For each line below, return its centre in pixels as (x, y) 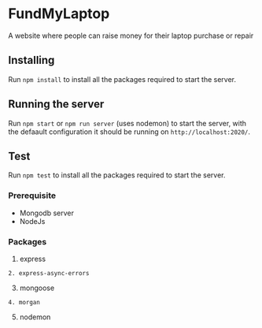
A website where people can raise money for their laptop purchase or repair (131, 35)
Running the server (56, 104)
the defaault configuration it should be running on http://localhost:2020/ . (129, 132)
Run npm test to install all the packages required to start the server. (117, 175)
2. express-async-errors (49, 273)
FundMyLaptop (59, 14)
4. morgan (24, 302)
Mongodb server (47, 213)
